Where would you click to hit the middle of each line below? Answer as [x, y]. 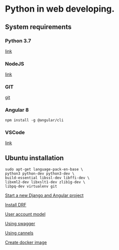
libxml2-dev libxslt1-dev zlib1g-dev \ [45, 182]
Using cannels [19, 233]
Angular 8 [17, 110]
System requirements [38, 27]
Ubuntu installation [34, 158]
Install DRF [16, 204]
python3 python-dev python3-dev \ [40, 173]
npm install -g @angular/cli [34, 120]
